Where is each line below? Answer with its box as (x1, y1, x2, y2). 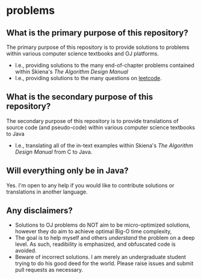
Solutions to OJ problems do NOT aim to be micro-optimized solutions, (14, 221, 191, 229)
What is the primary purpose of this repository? (6, 28, 188, 38)
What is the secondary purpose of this (6, 92, 153, 102)
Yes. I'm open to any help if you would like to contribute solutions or (6, 181, 175, 189)
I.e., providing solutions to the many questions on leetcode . (14, 75, 162, 81)
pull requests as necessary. (14, 266, 83, 274)
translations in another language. (6, 188, 88, 195)
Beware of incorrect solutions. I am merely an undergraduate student (14, 254, 187, 261)
